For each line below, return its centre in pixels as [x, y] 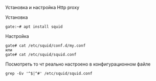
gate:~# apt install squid [34, 27]
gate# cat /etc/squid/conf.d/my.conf [46, 46]
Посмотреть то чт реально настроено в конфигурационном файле [78, 64]
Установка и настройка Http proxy [42, 7]
